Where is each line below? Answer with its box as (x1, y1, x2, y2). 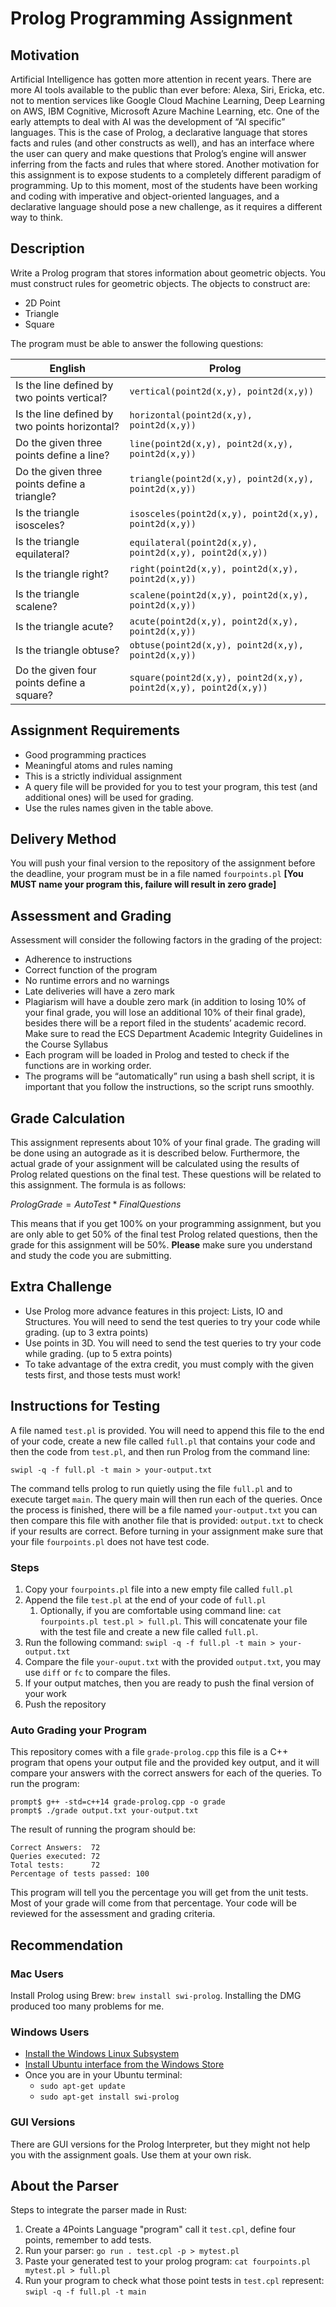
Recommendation (10, 1937, 123, 1954)
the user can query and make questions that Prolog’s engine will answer (10, 148, 307, 159)
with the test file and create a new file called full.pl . (39, 1625, 259, 1637)
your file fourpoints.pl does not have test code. (10, 1535, 210, 1547)
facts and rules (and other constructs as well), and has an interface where (10, 137, 315, 149)
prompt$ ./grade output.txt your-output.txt (10, 1806, 199, 1816)
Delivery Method (10, 831, 117, 848)
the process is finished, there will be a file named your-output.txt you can (10, 1503, 318, 1516)
